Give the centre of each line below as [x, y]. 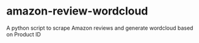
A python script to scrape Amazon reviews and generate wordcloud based [100, 28]
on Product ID [24, 34]
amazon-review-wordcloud [77, 11]
